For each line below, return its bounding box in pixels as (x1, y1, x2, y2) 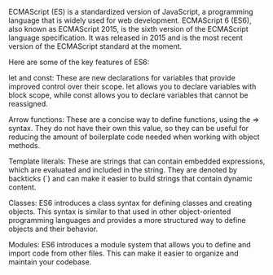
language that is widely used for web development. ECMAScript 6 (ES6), (8, 15, 252, 25)
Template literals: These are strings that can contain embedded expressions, (8, 156, 266, 166)
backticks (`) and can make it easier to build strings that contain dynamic (8, 174, 253, 183)
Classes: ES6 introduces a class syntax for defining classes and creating (8, 199, 253, 207)
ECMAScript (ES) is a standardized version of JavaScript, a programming (8, 7, 254, 16)
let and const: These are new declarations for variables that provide (8, 73, 236, 82)
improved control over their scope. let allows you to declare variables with (8, 81, 257, 91)
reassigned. (8, 99, 48, 108)
